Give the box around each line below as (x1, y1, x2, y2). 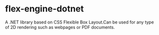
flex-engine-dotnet (5, 3, 84, 14)
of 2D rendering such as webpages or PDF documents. (5, 24, 115, 30)
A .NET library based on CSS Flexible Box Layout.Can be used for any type (5, 19, 154, 25)
